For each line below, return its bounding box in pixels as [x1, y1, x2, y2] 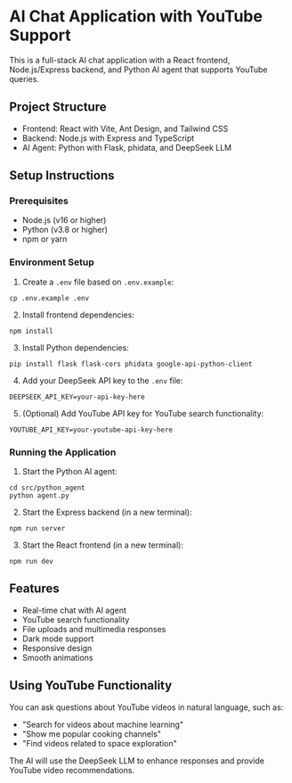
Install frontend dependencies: [21, 309, 135, 320]
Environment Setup [9, 256, 95, 268]
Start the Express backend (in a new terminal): [21, 507, 193, 518]
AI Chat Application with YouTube [9, 6, 263, 27]
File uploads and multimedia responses [21, 623, 166, 634]
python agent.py [9, 491, 69, 500]
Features [9, 581, 60, 597]
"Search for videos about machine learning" [21, 719, 184, 729]
